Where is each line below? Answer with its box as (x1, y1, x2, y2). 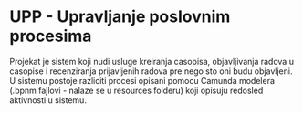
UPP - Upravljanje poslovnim (9, 6, 231, 27)
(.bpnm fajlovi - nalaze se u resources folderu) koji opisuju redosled (9, 85, 264, 96)
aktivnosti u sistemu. (9, 94, 87, 106)
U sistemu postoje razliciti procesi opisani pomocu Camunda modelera (9, 75, 276, 86)
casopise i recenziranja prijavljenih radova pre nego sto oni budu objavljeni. (9, 66, 293, 77)
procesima (9, 26, 92, 46)
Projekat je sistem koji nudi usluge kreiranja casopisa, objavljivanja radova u (9, 56, 295, 67)
